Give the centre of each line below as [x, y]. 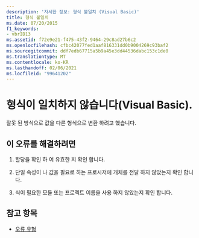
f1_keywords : [23, 29]
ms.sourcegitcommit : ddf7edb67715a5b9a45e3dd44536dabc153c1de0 [87, 51]
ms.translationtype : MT [36, 57]
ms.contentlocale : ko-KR [37, 62]
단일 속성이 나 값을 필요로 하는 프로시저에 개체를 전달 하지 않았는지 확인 [99, 172]
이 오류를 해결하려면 [41, 144]
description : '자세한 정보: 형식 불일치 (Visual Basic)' [73, 12]
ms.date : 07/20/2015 [32, 23]
